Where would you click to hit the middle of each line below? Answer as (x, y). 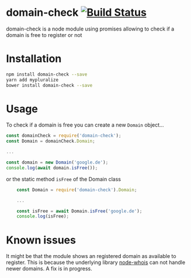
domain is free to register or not (44, 35)
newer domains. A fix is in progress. (49, 269)
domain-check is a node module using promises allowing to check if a (90, 29)
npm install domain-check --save (47, 74)
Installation (34, 59)
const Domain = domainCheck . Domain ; (51, 141)
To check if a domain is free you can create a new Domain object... (85, 125)
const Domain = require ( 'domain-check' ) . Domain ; (77, 190)
